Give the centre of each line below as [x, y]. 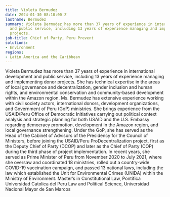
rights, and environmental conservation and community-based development [84, 93]
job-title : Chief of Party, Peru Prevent [50, 38]
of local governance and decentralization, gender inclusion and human [79, 87]
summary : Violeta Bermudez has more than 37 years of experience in [79, 24]
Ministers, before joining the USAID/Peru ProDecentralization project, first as [85, 141]
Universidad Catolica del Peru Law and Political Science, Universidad [77, 184]
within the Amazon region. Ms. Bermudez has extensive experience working [84, 98]
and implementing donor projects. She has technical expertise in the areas [83, 82]
